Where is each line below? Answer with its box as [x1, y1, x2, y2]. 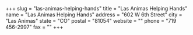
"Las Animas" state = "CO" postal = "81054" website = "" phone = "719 [5, 17, 177, 24]
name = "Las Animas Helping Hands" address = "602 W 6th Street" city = [5, 11, 183, 18]
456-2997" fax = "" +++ [5, 23, 64, 30]
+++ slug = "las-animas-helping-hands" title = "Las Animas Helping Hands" [5, 5, 188, 12]
